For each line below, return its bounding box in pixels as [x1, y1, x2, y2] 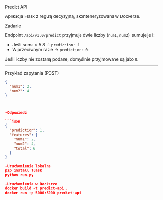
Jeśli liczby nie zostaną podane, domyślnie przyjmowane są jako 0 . [5, 56, 139, 62]
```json [5, 119, 21, 124]
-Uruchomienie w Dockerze [5, 181, 57, 186]
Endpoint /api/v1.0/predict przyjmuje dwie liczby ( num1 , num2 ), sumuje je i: [5, 32, 155, 38]
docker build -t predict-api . [5, 186, 68, 191]
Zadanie [5, 23, 21, 29]
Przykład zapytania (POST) [5, 70, 59, 76]
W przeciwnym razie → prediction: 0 [12, 47, 88, 52]
